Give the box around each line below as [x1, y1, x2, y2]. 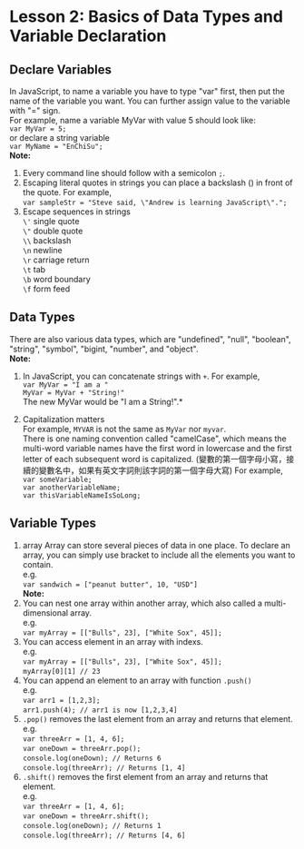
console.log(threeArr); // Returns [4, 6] [22, 831, 186, 840]
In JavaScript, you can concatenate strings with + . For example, [22, 370, 260, 381]
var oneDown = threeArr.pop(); [22, 744, 142, 753]
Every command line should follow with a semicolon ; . [22, 168, 225, 178]
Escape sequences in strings [22, 206, 132, 217]
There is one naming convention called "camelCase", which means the [22, 433, 288, 444]
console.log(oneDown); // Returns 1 [22, 821, 162, 830]
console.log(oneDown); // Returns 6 [22, 754, 162, 763]
